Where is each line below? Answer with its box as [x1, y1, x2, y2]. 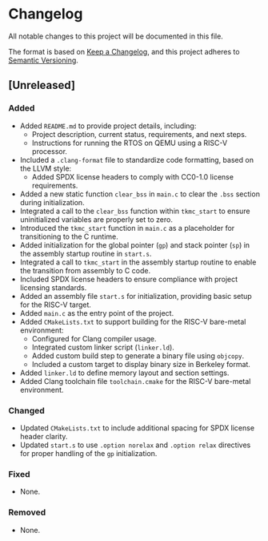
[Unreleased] [8, 79, 76, 92]
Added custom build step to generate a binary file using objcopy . [31, 350, 245, 361]
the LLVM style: [19, 164, 72, 173]
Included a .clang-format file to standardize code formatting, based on [19, 155, 254, 164]
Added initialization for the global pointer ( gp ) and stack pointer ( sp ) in [19, 240, 250, 249]
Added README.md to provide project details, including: [19, 121, 197, 131]
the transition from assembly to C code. [19, 265, 150, 275]
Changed [8, 405, 46, 416]
